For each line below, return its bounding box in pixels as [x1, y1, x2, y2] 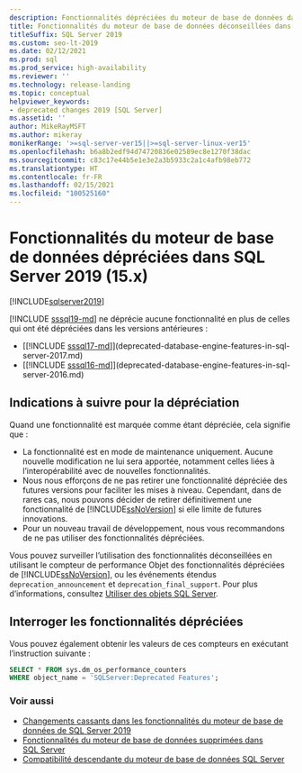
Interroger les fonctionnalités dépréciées [9, 614, 244, 630]
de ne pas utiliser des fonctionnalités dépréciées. [22, 532, 205, 543]
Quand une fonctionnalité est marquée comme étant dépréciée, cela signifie [9, 419, 290, 430]
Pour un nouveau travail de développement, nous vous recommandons [22, 523, 285, 533]
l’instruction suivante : [9, 648, 92, 659]
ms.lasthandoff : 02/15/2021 [9, 181, 115, 190]
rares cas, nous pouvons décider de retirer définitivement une [22, 494, 252, 505]
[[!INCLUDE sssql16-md [22, 359, 111, 370]
